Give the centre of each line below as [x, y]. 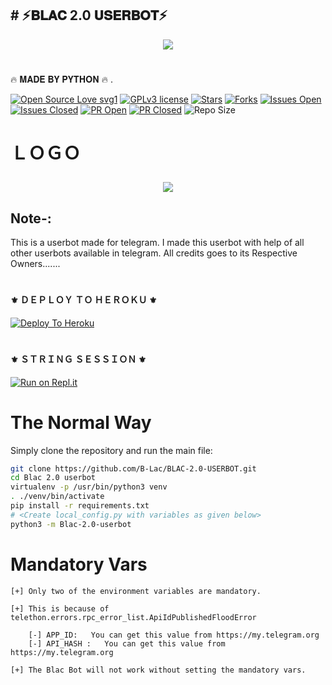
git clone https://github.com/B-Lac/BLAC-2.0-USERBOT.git [133, 468]
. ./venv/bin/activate [57, 497]
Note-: [31, 218]
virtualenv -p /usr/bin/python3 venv [89, 487]
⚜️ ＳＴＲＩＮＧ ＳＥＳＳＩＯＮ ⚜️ [78, 359]
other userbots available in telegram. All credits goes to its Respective [154, 253]
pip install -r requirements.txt [80, 506]
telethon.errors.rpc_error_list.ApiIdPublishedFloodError [133, 617]
